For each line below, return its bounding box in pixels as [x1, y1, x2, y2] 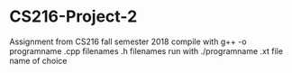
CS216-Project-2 [9, 6, 138, 27]
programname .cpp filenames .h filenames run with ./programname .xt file [9, 45, 284, 56]
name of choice [9, 55, 68, 66]
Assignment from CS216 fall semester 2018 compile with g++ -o [9, 36, 247, 47]
